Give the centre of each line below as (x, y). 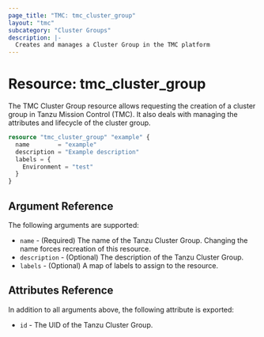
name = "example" (56, 144)
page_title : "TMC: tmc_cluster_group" (72, 15)
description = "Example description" (77, 152)
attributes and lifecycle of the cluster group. (80, 123)
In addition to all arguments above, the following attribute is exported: (121, 309)
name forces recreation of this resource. (85, 249)
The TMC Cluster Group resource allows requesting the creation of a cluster (132, 106)
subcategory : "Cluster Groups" (60, 30)
